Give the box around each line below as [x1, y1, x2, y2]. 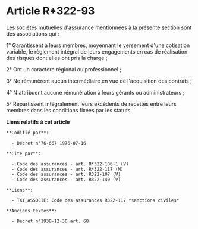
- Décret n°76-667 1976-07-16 [11, 140, 86, 146]
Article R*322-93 [6, 4, 95, 18]
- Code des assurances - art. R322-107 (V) [11, 171, 121, 177]
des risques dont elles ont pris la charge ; [6, 54, 108, 61]
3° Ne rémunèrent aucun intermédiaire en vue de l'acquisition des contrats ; [6, 77, 192, 84]
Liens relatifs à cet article [6, 118, 70, 126]
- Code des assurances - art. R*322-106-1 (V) [11, 161, 129, 167]
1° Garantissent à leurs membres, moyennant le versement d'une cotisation [6, 42, 190, 49]
